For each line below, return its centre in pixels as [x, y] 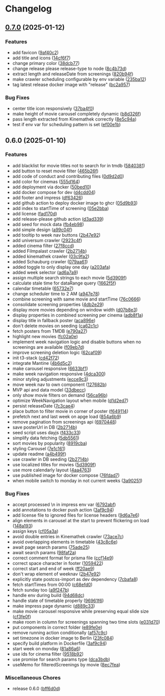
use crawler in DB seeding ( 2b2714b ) [50, 459]
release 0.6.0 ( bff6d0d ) [36, 688]
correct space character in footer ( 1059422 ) [58, 563]
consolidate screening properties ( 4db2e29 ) [58, 304]
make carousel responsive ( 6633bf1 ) [50, 368]
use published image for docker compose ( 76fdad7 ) [66, 475]
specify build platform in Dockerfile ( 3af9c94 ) [59, 643]
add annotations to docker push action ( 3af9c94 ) [63, 510]
